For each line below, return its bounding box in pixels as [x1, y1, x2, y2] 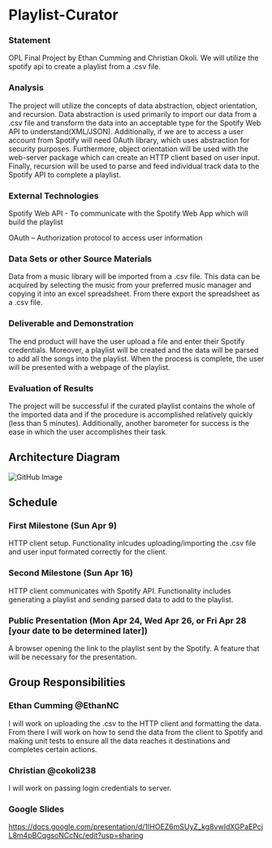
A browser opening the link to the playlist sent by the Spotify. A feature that [8, 644, 260, 654]
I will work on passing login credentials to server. [8, 783, 172, 794]
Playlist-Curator [8, 6, 119, 24]
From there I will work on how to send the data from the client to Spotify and [8, 727, 263, 737]
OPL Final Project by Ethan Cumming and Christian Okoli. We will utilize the [8, 53, 259, 63]
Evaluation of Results [8, 382, 94, 394]
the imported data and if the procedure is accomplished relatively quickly [8, 409, 253, 420]
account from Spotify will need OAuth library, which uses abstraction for [8, 135, 250, 145]
